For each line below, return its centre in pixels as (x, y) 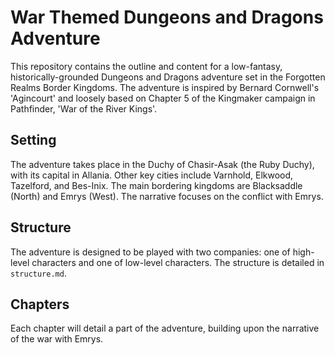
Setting (33, 140)
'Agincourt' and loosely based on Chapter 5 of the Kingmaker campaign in (163, 98)
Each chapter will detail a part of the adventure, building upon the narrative (165, 328)
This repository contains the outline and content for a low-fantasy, (146, 66)
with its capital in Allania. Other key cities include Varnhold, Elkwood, (152, 175)
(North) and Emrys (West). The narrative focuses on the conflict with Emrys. (167, 196)
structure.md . (38, 273)
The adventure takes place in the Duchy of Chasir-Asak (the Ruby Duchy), (162, 164)
